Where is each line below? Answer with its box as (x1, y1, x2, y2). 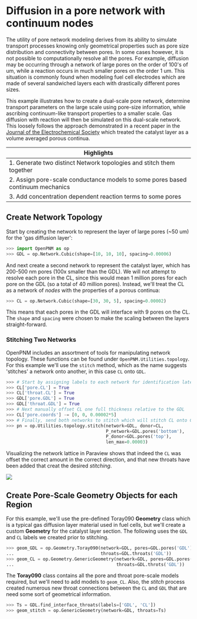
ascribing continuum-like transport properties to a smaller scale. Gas (6, 110, 172, 117)
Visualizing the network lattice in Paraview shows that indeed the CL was (6, 450, 181, 457)
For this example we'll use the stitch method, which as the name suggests (6, 361, 187, 368)
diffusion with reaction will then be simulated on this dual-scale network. (6, 116, 182, 123)
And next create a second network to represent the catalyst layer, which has (6, 261, 191, 268)
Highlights (84, 149, 113, 157)
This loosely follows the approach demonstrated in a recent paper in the (6, 122, 181, 129)
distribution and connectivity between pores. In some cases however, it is (6, 48, 184, 55)
